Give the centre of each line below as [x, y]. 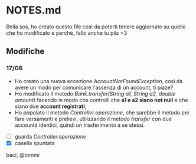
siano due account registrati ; [50, 106]
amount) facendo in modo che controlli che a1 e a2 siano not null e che [101, 100]
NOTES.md [34, 10]
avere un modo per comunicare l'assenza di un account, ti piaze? [94, 87]
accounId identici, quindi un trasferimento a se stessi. [80, 125]
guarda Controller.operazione [50, 136]
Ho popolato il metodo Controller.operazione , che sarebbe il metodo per [102, 112]
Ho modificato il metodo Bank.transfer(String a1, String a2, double [95, 94]
